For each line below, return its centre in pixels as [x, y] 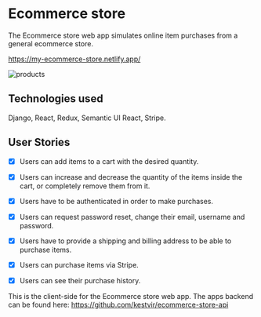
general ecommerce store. [51, 43]
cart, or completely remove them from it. [85, 186]
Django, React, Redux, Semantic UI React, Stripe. [87, 118]
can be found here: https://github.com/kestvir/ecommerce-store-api [118, 304]
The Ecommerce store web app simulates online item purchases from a [123, 35]
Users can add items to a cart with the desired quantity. [109, 161]
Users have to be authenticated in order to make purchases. [116, 201]
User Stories [39, 142]
